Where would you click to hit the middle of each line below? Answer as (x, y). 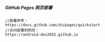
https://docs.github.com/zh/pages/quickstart (52, 25)
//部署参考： (17, 21)
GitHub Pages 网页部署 (29, 7)
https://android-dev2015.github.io (42, 35)
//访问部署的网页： (22, 30)
